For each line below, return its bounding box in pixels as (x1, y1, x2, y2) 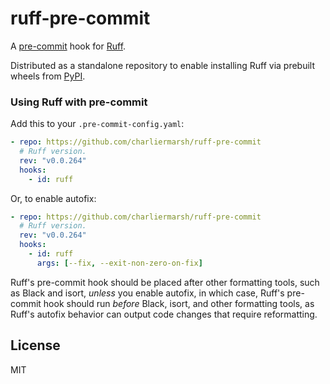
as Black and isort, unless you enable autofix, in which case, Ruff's (10, 287, 285, 299)
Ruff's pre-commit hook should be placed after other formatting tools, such (10, 276, 320, 288)
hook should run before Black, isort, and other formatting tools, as (43, 297, 315, 309)
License (10, 337, 61, 354)
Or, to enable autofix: (10, 192, 97, 204)
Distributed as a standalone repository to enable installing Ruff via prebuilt (10, 59, 316, 71)
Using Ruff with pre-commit (10, 95, 148, 109)
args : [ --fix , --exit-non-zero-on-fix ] (36, 258, 203, 268)
